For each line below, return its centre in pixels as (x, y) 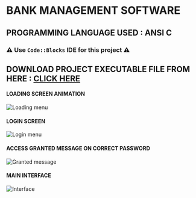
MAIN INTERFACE (29, 176)
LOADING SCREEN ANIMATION (46, 94)
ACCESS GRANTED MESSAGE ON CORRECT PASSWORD (78, 148)
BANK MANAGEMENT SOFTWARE (93, 11)
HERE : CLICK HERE (43, 79)
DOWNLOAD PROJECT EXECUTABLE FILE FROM (98, 69)
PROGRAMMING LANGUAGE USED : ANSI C (89, 33)
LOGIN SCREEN (26, 121)
